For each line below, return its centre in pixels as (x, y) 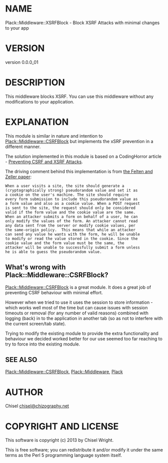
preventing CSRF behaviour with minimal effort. (54, 292)
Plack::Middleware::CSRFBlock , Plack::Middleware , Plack (64, 372)
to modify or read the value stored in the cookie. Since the (71, 239)
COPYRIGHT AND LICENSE (62, 426)
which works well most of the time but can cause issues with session (76, 307)
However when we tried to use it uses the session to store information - (79, 302)
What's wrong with (36, 267)
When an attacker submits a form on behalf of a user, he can (71, 216)
